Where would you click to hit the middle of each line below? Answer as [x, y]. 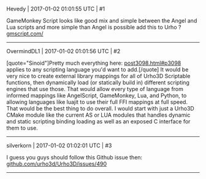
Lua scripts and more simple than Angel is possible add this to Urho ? [94, 27]
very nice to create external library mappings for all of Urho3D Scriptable [98, 76]
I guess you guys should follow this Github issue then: [74, 157]
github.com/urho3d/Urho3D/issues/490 [57, 164]
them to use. [22, 128]
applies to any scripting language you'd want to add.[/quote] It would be [97, 69]
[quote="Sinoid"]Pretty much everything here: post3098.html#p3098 [94, 63]
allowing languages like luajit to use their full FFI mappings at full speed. [97, 102]
